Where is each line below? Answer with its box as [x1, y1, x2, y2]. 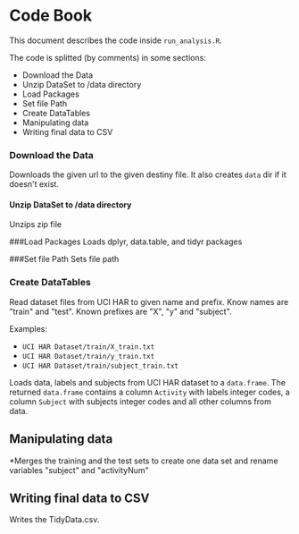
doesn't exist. [9, 179, 60, 190]
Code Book [9, 5, 92, 26]
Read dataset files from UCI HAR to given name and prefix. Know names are [9, 296, 289, 307]
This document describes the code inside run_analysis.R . [9, 35, 222, 46]
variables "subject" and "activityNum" [9, 464, 149, 475]
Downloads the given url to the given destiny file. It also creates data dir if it [9, 169, 287, 180]
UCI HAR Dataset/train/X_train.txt [21, 342, 155, 352]
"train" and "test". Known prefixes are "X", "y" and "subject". [9, 306, 232, 317]
